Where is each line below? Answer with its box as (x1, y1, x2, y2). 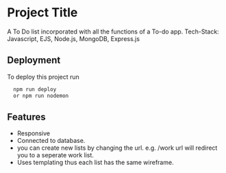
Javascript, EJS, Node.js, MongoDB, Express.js (7, 34, 140, 42)
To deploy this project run (7, 72, 80, 81)
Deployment (7, 55, 61, 66)
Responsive (16, 129, 50, 137)
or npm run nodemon (13, 92, 69, 99)
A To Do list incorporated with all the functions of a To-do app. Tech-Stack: (7, 27, 219, 36)
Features (7, 111, 46, 122)
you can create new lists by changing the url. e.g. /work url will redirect (16, 144, 218, 152)
